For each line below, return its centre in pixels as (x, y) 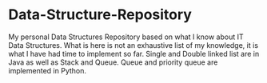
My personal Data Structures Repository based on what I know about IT (126, 37)
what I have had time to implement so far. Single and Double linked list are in (134, 53)
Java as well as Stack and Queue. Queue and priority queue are (113, 62)
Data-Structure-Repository (100, 15)
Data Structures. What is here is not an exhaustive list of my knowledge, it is (133, 45)
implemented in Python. (47, 70)
